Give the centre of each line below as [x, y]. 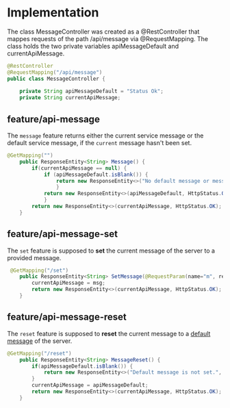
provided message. [34, 257]
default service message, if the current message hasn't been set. [100, 143]
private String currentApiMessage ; [70, 98]
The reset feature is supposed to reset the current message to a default [109, 333]
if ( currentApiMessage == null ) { [79, 168]
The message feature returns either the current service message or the [105, 136]
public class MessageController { [56, 79]
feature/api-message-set [63, 234]
